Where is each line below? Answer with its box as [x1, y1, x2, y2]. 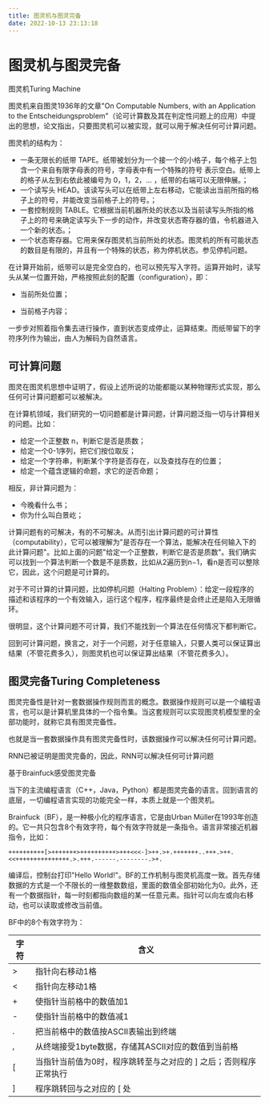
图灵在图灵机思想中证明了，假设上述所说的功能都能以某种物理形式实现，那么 [8, 382, 261, 392]
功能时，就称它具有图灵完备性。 [14, 717, 121, 727]
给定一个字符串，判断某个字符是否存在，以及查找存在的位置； [19, 456, 224, 466]
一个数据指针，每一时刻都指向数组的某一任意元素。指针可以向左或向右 [14, 890, 247, 900]
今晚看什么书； [19, 500, 70, 510]
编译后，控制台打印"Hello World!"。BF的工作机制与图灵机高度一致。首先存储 [8, 870, 261, 880]
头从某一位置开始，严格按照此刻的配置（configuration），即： [8, 272, 211, 282]
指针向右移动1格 [34, 966, 98, 978]
